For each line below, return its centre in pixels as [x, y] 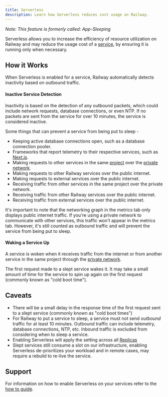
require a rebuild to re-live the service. [52, 356]
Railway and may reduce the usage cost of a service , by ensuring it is [77, 44]
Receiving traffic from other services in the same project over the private [88, 184]
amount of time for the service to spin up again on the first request [74, 274]
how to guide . [19, 389]
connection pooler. [32, 146]
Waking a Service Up [27, 243]
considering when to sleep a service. [51, 334]
